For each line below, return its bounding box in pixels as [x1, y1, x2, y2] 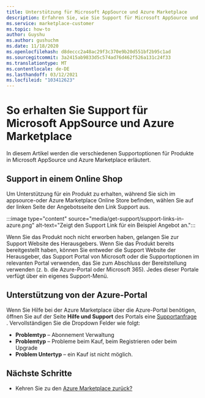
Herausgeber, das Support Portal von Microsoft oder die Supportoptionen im [6, 252, 199, 260]
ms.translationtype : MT [6, 60, 67, 66]
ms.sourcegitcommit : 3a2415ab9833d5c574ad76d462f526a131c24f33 [6, 54, 171, 61]
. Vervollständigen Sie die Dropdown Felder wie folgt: [6, 319, 141, 326]
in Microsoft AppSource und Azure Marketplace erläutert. [6, 157, 151, 164]
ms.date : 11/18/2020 [6, 43, 59, 50]
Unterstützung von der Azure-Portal [6, 290, 148, 300]
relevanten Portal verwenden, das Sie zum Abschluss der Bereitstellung [6, 259, 187, 267]
